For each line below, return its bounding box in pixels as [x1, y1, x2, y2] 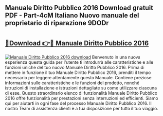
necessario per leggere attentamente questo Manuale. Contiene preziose [5, 75, 152, 80]
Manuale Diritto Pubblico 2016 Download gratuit [5, 4, 153, 12]
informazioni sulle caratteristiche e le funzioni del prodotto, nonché [5, 80, 140, 86]
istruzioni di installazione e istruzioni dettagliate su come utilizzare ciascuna [5, 85, 157, 91]
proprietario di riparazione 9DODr [5, 19, 109, 27]
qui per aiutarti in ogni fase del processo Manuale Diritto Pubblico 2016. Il [5, 101, 152, 106]
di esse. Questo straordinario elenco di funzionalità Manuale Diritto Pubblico [5, 90, 158, 96]
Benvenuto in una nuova [91, 54, 141, 60]
